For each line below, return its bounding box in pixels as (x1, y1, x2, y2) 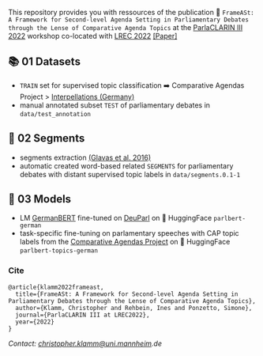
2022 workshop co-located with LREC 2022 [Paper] (8, 32, 178, 40)
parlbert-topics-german (19, 247, 99, 255)
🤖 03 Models (8, 192, 72, 206)
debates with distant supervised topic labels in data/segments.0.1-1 (19, 169, 241, 179)
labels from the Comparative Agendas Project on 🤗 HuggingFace (19, 237, 231, 247)
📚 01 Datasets (8, 55, 81, 69)
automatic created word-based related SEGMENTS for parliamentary (19, 161, 234, 170)
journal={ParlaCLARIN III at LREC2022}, (15, 311, 150, 319)
